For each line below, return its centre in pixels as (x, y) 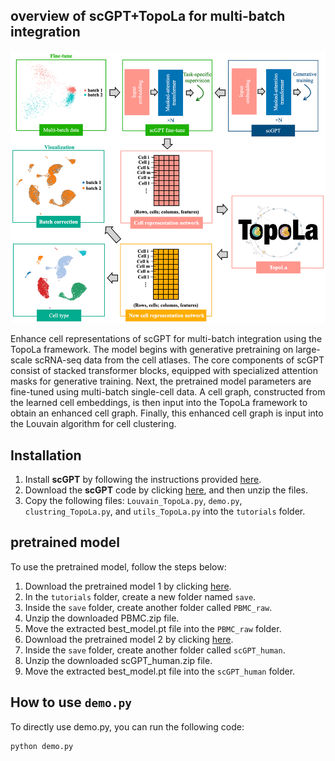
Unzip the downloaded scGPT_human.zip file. (118, 660)
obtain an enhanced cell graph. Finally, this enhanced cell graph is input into (167, 413)
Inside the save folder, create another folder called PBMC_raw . (148, 607)
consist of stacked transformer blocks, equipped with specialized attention (164, 371)
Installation (46, 455)
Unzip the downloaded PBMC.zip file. (102, 618)
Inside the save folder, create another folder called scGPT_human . (155, 650)
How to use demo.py (71, 702)
